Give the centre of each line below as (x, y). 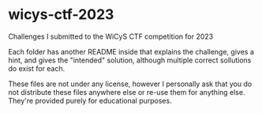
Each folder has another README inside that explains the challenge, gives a (131, 51)
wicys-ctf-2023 (61, 15)
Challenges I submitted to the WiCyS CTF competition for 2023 (111, 36)
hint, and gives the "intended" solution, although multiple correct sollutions (130, 60)
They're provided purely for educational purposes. (90, 100)
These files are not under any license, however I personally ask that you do (130, 84)
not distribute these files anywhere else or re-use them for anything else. (127, 92)
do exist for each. (37, 68)
